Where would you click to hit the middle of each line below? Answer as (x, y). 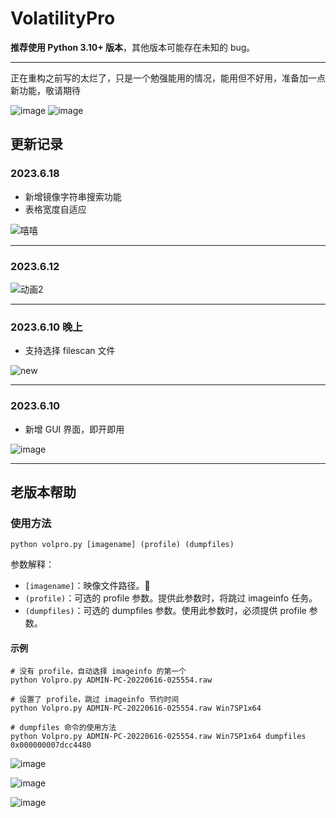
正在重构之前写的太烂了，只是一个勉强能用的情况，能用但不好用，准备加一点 (168, 78)
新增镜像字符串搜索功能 (73, 196)
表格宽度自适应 (55, 209)
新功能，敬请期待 (45, 90)
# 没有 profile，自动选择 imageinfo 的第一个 (98, 672)
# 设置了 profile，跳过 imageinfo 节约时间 (95, 700)
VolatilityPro (63, 18)
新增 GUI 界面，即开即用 (74, 429)
